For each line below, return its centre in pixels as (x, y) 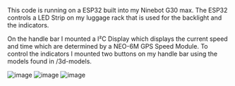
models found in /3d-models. (49, 61)
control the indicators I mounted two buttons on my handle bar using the (112, 54)
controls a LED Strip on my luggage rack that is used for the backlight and (115, 18)
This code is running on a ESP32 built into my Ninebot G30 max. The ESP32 (117, 10)
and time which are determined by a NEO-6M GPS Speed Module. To (108, 46)
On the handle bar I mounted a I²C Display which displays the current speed (117, 39)
